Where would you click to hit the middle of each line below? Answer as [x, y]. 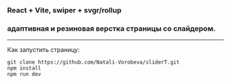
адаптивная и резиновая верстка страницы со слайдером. [111, 28]
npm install [24, 68]
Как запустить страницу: [44, 50]
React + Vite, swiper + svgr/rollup [64, 10]
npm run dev [24, 74]
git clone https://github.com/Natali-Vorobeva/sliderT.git [93, 62]
